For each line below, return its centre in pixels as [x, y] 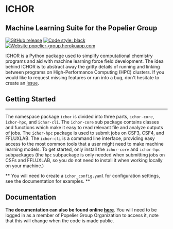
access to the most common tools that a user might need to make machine [84, 144]
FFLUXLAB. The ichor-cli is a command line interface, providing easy [80, 138]
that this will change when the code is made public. [60, 221]
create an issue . [22, 83]
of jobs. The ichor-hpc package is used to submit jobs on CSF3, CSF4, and [85, 133]
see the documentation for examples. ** [48, 181]
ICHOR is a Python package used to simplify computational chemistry [79, 56]
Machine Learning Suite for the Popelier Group [81, 28]
